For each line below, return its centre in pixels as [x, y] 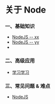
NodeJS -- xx [26, 37]
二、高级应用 [20, 61]
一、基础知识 [20, 26]
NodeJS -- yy [26, 42]
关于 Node [26, 10]
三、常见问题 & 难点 [28, 86]
